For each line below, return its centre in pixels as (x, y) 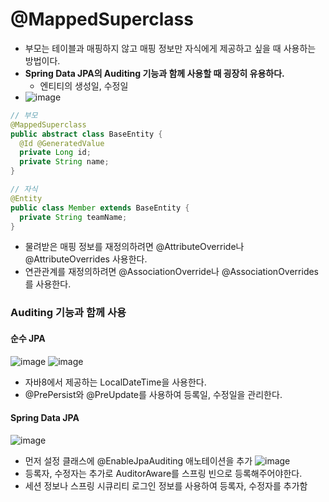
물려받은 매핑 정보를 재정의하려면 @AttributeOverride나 (134, 247)
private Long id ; (55, 153)
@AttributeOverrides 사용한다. (86, 259)
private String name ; (64, 162)
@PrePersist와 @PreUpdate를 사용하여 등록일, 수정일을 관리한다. (153, 394)
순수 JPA (28, 338)
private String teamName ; (73, 217)
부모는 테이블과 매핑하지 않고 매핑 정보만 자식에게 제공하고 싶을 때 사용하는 (170, 48)
